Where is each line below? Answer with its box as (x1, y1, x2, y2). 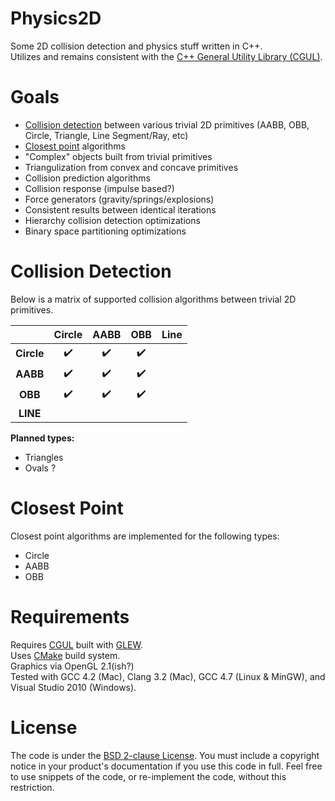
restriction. (10, 781, 55, 793)
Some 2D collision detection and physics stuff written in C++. (10, 40, 263, 52)
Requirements (10, 605, 130, 628)
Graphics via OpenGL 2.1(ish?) (10, 660, 135, 672)
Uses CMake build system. (10, 649, 121, 661)
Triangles (24, 451, 64, 463)
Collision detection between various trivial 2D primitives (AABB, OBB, (24, 118, 310, 131)
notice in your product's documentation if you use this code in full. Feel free (10, 760, 323, 772)
